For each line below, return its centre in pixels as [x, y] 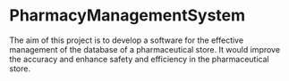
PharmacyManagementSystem [127, 16]
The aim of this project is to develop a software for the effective [127, 40]
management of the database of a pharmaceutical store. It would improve [144, 49]
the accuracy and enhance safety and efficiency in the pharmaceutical [140, 59]
